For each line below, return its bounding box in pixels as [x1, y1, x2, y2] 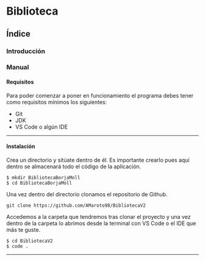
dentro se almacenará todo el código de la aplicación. [6, 163, 142, 170]
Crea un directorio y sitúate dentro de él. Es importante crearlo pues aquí [6, 156, 190, 163]
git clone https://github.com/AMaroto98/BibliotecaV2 [6, 202, 146, 209]
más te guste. [6, 226, 41, 233]
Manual [6, 63, 29, 71]
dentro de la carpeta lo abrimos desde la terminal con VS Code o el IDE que [6, 220, 196, 227]
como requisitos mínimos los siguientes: [6, 98, 107, 105]
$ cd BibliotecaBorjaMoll [6, 180, 72, 186]
